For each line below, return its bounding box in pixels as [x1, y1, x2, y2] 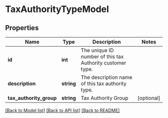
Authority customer [80, 59, 126, 66]
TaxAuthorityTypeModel [5, 4, 109, 15]
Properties [5, 24, 39, 32]
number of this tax [80, 53, 124, 60]
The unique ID [80, 47, 114, 54]
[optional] [137, 94, 160, 101]
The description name [80, 74, 132, 81]
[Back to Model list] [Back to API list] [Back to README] [5, 107, 120, 113]
